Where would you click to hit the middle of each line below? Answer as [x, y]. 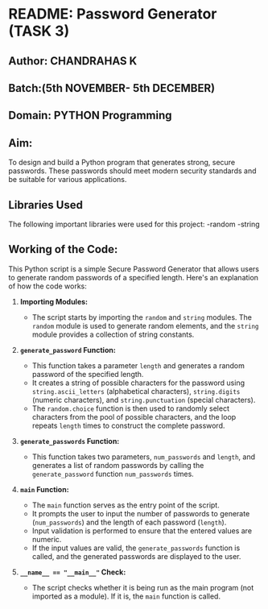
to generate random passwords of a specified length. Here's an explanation [134, 277]
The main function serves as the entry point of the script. [126, 505]
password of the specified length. [88, 374]
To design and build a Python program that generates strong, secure [122, 163]
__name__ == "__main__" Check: [73, 572]
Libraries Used [45, 205]
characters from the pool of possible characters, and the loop [134, 416]
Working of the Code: [63, 249]
